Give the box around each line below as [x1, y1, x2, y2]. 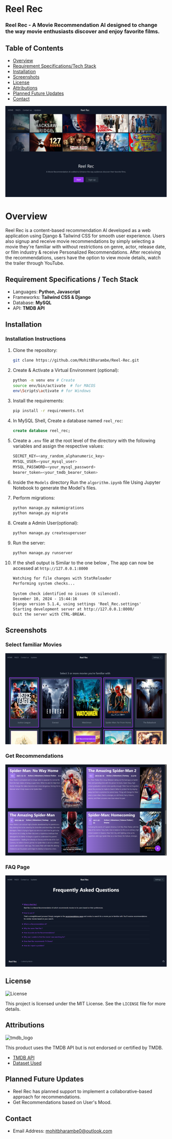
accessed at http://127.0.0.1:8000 [12, 565, 88, 572]
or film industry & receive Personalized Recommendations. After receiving [5, 249, 161, 255]
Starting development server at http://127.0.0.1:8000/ [12, 607, 135, 612]
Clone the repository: [12, 347, 58, 353]
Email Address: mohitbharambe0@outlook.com [12, 1128, 113, 1134]
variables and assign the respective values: [12, 443, 104, 449]
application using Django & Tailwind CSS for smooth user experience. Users [5, 233, 165, 239]
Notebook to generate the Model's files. [12, 485, 97, 491]
